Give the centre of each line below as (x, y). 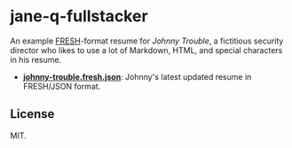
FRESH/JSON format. (62, 86)
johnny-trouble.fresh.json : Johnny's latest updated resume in (137, 76)
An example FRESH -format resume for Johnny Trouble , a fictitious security (147, 41)
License (32, 114)
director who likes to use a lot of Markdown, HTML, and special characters (146, 50)
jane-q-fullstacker (79, 16)
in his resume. (36, 59)
